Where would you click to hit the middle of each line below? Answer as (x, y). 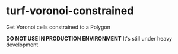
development (22, 45)
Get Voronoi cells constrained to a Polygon (58, 27)
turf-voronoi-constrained (70, 11)
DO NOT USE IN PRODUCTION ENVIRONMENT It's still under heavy (89, 38)
